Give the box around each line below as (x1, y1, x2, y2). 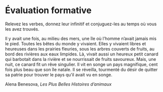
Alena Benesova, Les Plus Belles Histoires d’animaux (5, 81, 112, 87)
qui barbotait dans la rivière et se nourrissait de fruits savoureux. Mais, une (5, 56, 157, 62)
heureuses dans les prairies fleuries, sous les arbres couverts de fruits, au (5, 46, 155, 52)
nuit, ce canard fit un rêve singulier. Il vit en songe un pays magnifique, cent (5, 61, 158, 67)
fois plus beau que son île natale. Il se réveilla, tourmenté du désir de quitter (5, 66, 158, 73)
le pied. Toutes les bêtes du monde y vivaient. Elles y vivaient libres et (5, 40, 146, 46)
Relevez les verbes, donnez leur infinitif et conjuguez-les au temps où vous (5, 21, 157, 27)
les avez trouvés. (5, 26, 40, 32)
